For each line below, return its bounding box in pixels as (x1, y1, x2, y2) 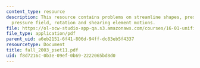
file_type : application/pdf (6, 31, 76, 37)
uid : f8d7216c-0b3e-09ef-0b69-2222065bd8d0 (6, 53, 116, 59)
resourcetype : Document (6, 42, 65, 48)
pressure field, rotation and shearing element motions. (11, 20, 156, 25)
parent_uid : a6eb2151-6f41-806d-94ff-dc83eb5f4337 (6, 36, 135, 42)
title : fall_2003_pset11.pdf (6, 47, 79, 53)
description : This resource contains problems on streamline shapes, (6, 14, 183, 20)
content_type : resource (6, 8, 65, 15)
